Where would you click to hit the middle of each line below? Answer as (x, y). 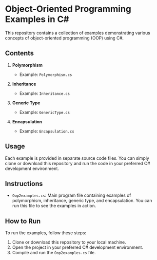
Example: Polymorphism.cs (46, 74)
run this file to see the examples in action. (54, 206)
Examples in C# (37, 19)
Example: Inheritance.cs (45, 93)
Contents (20, 53)
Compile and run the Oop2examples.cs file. (54, 253)
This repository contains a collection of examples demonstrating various (78, 33)
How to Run (23, 221)
